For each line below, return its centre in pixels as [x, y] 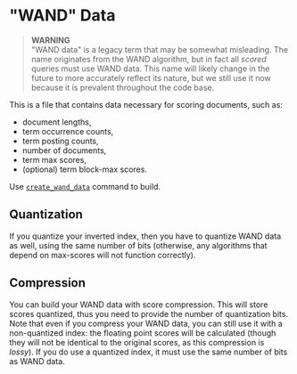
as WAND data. [37, 361]
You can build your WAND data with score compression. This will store [139, 305]
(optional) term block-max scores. [84, 169]
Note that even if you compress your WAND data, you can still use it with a [146, 323]
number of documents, [64, 150]
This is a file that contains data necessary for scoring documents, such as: [146, 104]
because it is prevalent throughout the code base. [123, 87]
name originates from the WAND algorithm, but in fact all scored [149, 59]
